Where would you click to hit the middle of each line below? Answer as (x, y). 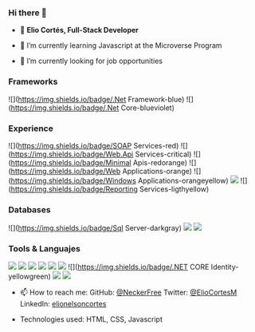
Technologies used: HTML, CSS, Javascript (91, 319)
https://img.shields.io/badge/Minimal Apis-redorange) (99, 162)
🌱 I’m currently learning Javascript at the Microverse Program (121, 45)
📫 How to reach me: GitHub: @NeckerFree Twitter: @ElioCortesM (128, 292)
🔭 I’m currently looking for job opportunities (91, 61)
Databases (29, 209)
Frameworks (33, 81)
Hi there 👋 (28, 13)
